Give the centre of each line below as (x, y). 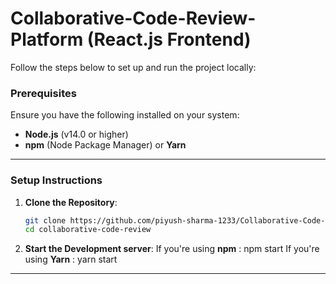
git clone (45, 220)
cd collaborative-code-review (88, 230)
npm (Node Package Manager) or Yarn (105, 145)
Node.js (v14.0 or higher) (76, 134)
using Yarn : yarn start (71, 259)
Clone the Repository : (71, 202)
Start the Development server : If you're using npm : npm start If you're (172, 249)
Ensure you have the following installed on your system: (125, 115)
